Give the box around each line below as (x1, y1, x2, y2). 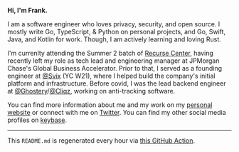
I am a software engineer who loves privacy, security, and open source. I (7, 20, 221, 28)
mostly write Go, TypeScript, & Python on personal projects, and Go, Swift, (7, 28, 226, 36)
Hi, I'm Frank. (7, 6, 48, 14)
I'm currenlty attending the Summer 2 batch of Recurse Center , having (7, 49, 213, 57)
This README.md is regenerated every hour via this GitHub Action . (7, 136, 196, 145)
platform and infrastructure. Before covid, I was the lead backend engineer (7, 79, 226, 88)
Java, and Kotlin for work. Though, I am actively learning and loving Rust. (7, 35, 222, 44)
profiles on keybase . (7, 116, 68, 124)
